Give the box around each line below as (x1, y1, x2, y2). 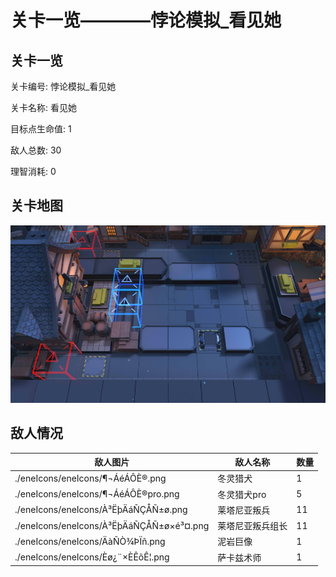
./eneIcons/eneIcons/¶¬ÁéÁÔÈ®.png (14, 472, 167, 484)
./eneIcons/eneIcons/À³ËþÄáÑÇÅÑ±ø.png (14, 504, 188, 516)
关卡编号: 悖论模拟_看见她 (10, 81, 117, 92)
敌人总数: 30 (10, 144, 62, 156)
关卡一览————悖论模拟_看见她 (10, 9, 282, 32)
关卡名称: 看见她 (10, 102, 77, 113)
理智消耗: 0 (10, 166, 57, 177)
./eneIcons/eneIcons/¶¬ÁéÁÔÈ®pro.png (14, 488, 180, 500)
